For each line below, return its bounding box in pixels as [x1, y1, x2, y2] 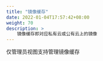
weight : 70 [6, 20, 34, 26]
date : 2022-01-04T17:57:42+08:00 [6, 14, 90, 20]
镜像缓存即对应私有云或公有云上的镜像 [17, 31, 98, 37]
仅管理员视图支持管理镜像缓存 [6, 48, 80, 56]
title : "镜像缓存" [6, 8, 49, 15]
